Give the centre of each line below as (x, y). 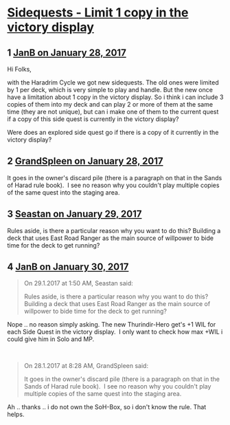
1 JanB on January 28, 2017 (67, 53)
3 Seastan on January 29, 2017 (74, 214)
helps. (16, 415)
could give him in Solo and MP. (51, 339)
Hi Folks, (20, 69)
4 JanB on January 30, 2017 (68, 267)
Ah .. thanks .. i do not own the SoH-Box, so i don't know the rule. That (107, 407)
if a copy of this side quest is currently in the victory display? (93, 119)
